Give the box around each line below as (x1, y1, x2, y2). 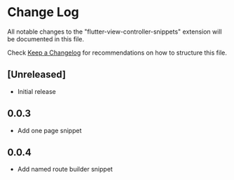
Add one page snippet (17, 126, 82, 134)
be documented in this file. (7, 34, 85, 43)
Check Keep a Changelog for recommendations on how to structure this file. (7, 48, 228, 57)
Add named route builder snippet (17, 165, 113, 174)
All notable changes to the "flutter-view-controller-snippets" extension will (7, 27, 222, 36)
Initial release (17, 87, 56, 95)
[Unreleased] (7, 69, 67, 81)
